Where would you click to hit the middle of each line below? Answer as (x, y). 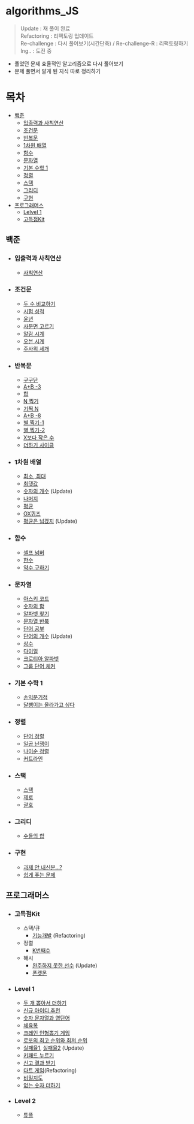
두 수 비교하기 (39, 303)
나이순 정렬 (36, 751)
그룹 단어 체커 (39, 666)
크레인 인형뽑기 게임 (46, 1033)
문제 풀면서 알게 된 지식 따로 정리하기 (57, 71)
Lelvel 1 (32, 212)
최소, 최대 (34, 476)
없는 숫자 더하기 (42, 1085)
